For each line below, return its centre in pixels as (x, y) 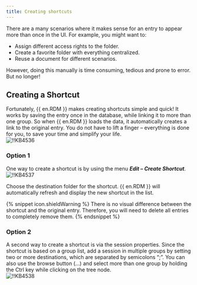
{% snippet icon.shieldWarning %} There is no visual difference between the (99, 204)
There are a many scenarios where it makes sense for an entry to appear (94, 28)
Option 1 (18, 156)
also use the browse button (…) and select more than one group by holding (97, 264)
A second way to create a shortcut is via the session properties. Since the (95, 245)
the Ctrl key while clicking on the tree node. (59, 270)
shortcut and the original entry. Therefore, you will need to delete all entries (98, 210)
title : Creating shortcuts (39, 12)
